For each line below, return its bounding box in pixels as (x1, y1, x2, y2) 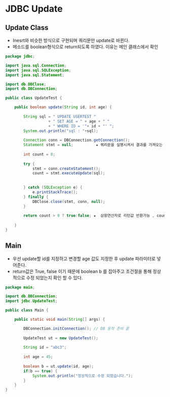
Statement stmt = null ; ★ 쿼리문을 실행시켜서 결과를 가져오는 (23, 143, 163, 148)
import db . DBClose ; (5, 82, 47, 87)
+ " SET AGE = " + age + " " (48, 119, 110, 124)
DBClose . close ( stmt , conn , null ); (32, 199, 105, 204)
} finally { (23, 194, 49, 200)
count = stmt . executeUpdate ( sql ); (32, 171, 105, 176)
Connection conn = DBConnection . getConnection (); (23, 138, 130, 143)
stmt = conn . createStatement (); (32, 166, 101, 171)
